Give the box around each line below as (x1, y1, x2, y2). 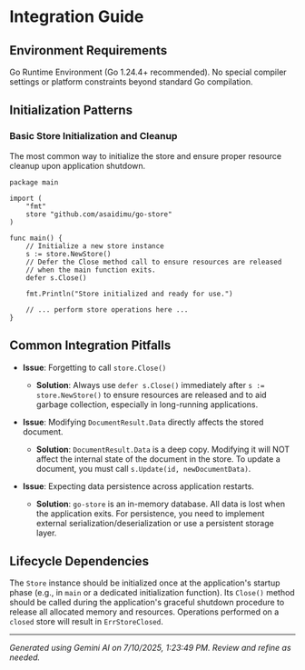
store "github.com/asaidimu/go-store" (25, 209, 172, 219)
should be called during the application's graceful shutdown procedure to (9, 597, 285, 608)
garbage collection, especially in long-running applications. (35, 398, 259, 410)
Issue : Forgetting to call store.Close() (22, 362, 167, 373)
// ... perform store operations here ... (25, 305, 189, 315)
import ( (9, 194, 43, 203)
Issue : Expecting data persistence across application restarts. (22, 480, 254, 492)
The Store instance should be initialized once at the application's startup (9, 577, 280, 588)
